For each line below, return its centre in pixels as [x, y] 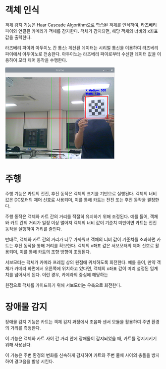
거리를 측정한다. [26, 328]
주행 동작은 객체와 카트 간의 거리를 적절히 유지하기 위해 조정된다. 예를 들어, [77, 216]
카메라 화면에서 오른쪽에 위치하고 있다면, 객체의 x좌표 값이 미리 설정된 [82, 268]
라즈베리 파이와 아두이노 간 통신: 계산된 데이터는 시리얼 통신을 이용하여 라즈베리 [82, 48]
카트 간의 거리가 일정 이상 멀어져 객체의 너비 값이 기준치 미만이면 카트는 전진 [83, 222]
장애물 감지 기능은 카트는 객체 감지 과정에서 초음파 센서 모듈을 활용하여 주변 [78, 321]
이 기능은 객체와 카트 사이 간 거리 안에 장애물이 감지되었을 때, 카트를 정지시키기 [81, 338]
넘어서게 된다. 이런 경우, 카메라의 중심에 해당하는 [61, 274]
